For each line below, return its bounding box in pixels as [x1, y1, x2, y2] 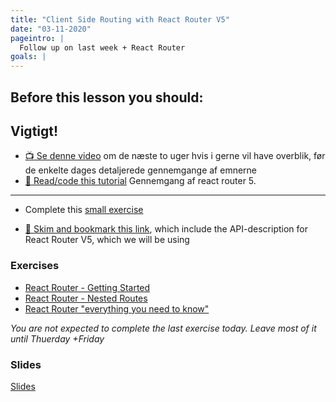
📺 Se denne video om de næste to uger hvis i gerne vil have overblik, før [24, 150, 326, 162]
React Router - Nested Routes [24, 292, 148, 304]
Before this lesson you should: [10, 89, 204, 106]
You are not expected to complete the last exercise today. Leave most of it [10, 322, 317, 334]
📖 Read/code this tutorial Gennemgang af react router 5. [24, 175, 257, 187]
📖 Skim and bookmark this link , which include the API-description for [24, 223, 308, 235]
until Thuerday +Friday [10, 332, 105, 345]
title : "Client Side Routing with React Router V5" [10, 14, 230, 25]
